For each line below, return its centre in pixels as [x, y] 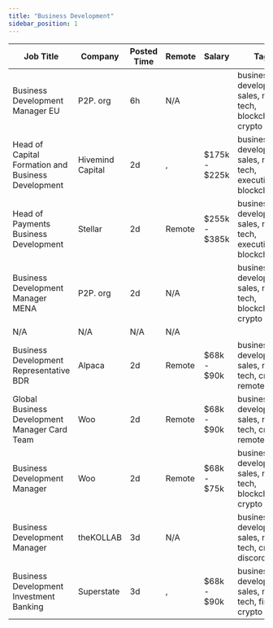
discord [251, 557]
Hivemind [96, 160]
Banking [28, 606]
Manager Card [40, 429]
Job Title [41, 56]
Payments [32, 223]
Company [100, 56]
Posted [144, 51]
